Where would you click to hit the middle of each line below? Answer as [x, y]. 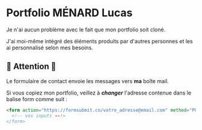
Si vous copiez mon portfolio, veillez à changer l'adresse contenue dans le [99, 93]
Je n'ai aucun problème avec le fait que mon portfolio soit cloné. [86, 29]
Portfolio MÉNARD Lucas [69, 13]
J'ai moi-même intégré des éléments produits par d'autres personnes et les [100, 41]
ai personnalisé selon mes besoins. [50, 48]
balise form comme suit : [37, 99]
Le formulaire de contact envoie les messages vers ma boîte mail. [88, 81]
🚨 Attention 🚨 [31, 67]
